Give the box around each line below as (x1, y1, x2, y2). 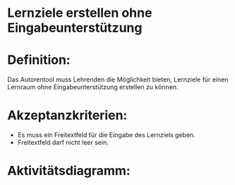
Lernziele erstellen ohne (7, 5, 152, 21)
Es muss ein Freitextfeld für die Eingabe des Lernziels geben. (17, 131, 195, 139)
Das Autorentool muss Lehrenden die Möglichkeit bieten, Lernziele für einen (7, 75, 229, 84)
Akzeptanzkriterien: (7, 108, 128, 124)
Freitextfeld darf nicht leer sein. (17, 139, 109, 147)
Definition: (7, 52, 71, 68)
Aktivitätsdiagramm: (7, 163, 131, 179)
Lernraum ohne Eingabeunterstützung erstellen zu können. (7, 83, 179, 91)
